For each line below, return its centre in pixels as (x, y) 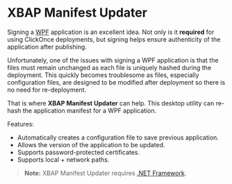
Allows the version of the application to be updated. (91, 144)
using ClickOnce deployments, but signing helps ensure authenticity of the (114, 39)
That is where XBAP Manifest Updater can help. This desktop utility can (111, 103)
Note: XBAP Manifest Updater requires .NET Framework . (105, 173)
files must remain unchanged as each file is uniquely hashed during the (109, 67)
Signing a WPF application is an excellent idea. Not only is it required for (111, 32)
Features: (21, 124)
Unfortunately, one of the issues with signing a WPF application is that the (113, 60)
